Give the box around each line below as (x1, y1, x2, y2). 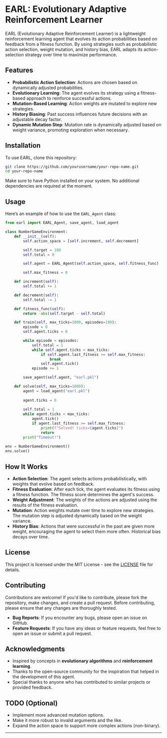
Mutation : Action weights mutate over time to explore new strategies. (12, 507, 155, 513)
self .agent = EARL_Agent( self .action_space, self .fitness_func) (23, 261, 159, 266)
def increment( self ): (14, 279, 59, 284)
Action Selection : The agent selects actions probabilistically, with (12, 475, 147, 481)
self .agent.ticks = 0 (23, 329, 68, 334)
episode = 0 (23, 324, 48, 329)
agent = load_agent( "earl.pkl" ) (23, 388, 90, 394)
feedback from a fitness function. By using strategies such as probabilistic (5, 41, 158, 47)
